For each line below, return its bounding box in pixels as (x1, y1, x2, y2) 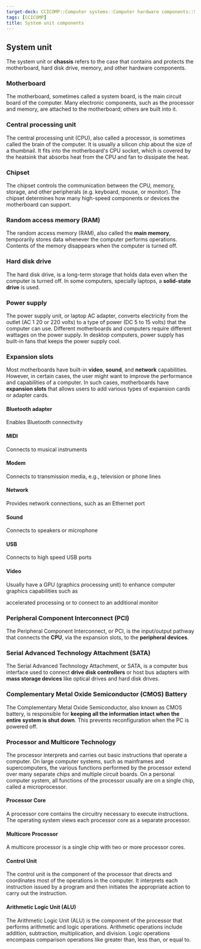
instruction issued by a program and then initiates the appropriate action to (6, 883, 190, 890)
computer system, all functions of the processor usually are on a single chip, (6, 776, 195, 784)
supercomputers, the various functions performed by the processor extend (6, 764, 191, 771)
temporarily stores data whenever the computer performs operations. (6, 236, 178, 243)
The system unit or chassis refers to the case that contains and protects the (6, 58, 194, 65)
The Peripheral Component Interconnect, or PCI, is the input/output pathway (6, 627, 194, 634)
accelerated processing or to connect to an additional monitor (6, 599, 159, 606)
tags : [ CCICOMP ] (6, 14, 47, 20)
